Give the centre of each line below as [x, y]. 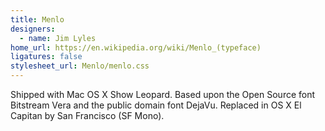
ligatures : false [46, 57]
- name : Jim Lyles [58, 38]
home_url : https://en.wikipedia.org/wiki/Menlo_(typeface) [136, 47]
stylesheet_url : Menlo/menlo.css [80, 66]
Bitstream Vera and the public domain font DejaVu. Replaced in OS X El [156, 105]
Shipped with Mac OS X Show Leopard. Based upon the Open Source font [163, 94]
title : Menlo [37, 19]
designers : [33, 29]
